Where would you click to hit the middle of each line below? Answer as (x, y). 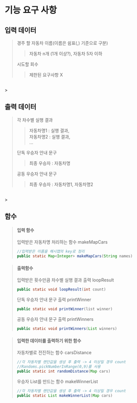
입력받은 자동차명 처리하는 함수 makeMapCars (62, 242)
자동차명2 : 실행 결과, (50, 136)
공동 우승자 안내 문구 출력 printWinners (55, 319)
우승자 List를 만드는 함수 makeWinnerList (57, 381)
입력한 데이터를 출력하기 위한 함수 (49, 340)
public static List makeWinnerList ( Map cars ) (65, 396)
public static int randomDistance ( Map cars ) (64, 371)
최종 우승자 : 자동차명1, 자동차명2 (61, 184)
